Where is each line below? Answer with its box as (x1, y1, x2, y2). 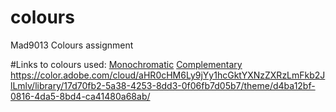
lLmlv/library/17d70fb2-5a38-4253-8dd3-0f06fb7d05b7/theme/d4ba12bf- (10, 79, 316, 91)
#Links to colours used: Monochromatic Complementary (10, 58, 243, 70)
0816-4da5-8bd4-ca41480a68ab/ (10, 90, 151, 102)
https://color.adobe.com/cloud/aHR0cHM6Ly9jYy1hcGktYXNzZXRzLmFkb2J (10, 69, 326, 81)
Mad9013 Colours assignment (10, 39, 134, 51)
